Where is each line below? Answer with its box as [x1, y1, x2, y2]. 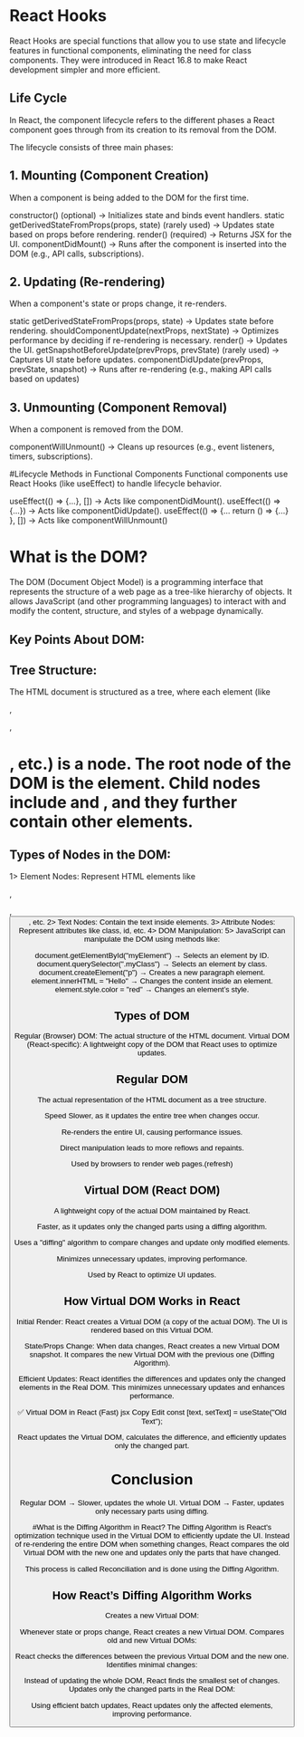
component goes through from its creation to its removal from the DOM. [9, 124, 278, 135]
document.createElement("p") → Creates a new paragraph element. [39, 967, 265, 977]
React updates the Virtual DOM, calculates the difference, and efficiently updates [17, 1432, 287, 1442]
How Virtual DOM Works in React [63, 1294, 241, 1309]
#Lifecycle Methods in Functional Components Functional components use [9, 468, 289, 480]
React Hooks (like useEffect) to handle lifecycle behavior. [9, 478, 222, 489]
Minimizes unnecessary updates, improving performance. [56, 1253, 248, 1263]
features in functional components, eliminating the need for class [9, 44, 252, 55]
